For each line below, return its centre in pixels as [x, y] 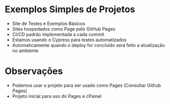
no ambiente [25, 50]
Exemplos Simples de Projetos [70, 9]
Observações [34, 71]
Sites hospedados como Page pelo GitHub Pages [64, 29]
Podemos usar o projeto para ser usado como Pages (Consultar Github [87, 85]
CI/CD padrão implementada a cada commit [58, 34]
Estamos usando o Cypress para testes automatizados [69, 40]
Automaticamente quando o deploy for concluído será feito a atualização [88, 45]
